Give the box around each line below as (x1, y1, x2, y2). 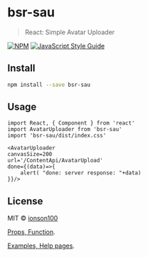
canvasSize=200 (7, 151, 53, 158)
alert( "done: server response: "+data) (20, 169, 142, 177)
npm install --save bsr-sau (7, 81, 91, 88)
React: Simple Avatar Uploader (24, 28, 115, 36)
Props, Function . (7, 228, 55, 236)
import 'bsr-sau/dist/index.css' (7, 132, 107, 140)
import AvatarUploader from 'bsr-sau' (7, 126, 122, 133)
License (7, 195, 43, 207)
